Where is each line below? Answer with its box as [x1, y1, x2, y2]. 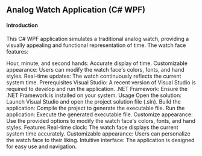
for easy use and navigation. [6, 143, 77, 150]
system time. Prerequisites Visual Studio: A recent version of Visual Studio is [6, 78, 196, 86]
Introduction [6, 21, 38, 29]
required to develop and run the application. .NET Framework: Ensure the [6, 85, 188, 92]
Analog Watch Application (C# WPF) [6, 5, 146, 15]
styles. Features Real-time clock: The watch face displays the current [6, 123, 179, 131]
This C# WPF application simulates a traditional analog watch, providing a [6, 35, 189, 42]
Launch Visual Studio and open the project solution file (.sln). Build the [6, 98, 181, 105]
